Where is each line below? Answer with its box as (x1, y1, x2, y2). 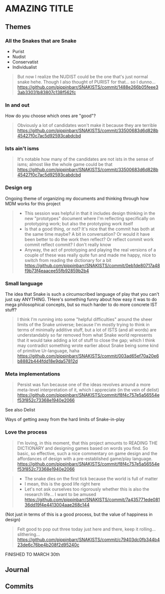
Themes (5, 23, 31, 31)
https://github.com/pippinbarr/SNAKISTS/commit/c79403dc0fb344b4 (17, 536, 160, 542)
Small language (5, 280, 43, 287)
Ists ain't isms (5, 145, 39, 152)
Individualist (12, 64, 37, 70)
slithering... (17, 531, 40, 537)
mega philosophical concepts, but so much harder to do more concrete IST (5, 302, 158, 308)
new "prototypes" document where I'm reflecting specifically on (24, 215, 155, 221)
